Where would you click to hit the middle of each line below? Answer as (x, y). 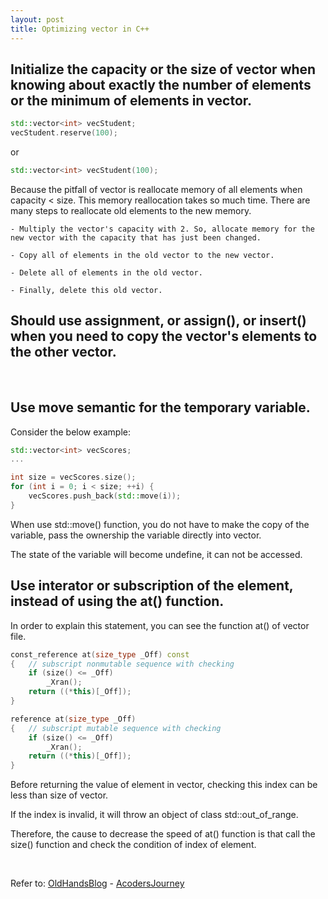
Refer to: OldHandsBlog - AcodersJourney (97, 883)
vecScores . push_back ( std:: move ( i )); (105, 496)
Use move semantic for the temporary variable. (160, 407)
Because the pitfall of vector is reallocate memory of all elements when (156, 189)
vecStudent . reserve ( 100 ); (64, 133)
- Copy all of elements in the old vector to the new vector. (142, 255)
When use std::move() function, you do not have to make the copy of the (160, 524)
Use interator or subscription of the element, (152, 586)
